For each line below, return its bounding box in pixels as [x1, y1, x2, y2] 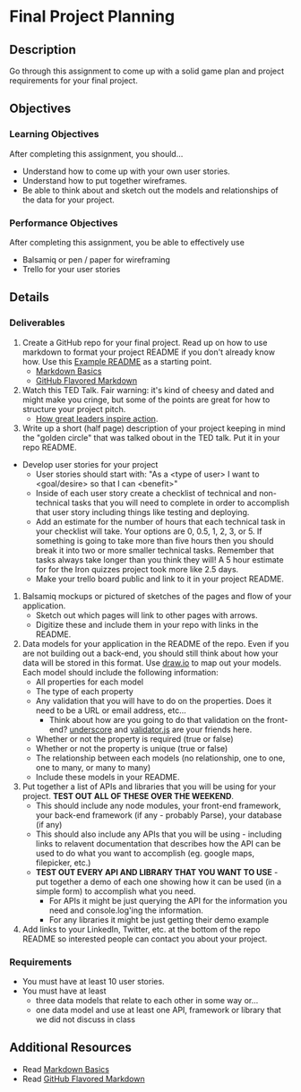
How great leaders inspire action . [35, 413, 159, 424]
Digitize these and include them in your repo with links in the [35, 619, 259, 630]
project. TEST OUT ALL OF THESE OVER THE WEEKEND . [21, 790, 235, 801]
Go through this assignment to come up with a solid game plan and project [9, 65, 285, 76]
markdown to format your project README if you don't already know [21, 347, 276, 357]
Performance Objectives [9, 217, 118, 229]
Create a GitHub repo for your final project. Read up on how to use [21, 337, 268, 348]
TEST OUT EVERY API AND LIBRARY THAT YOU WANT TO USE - [35, 866, 279, 877]
